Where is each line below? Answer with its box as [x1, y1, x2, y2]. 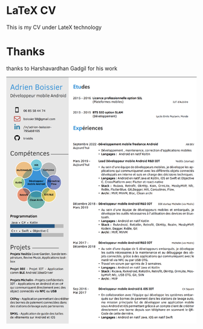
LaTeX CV [6, 4, 56, 18]
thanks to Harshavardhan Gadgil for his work [6, 65, 118, 72]
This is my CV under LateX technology [6, 24, 102, 31]
